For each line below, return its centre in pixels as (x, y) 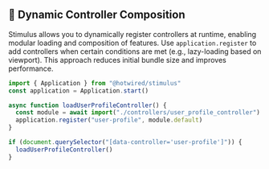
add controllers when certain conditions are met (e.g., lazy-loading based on (135, 51)
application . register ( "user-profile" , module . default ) (109, 120)
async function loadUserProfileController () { (88, 105)
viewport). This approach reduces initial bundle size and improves (117, 60)
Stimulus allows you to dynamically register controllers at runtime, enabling (132, 34)
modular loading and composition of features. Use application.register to (132, 43)
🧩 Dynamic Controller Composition (97, 15)
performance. (31, 68)
